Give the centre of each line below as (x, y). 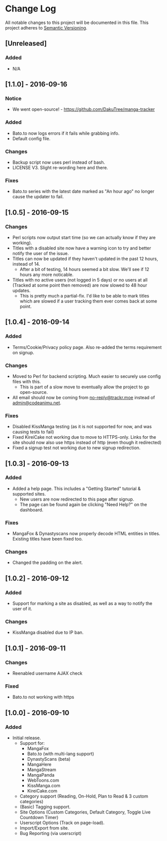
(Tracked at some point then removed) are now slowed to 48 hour (80, 285)
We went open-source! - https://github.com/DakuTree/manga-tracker (83, 109)
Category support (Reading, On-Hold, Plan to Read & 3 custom (84, 796)
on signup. (23, 352)
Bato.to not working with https (43, 697)
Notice (13, 98)
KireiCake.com (42, 791)
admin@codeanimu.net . (37, 403)
